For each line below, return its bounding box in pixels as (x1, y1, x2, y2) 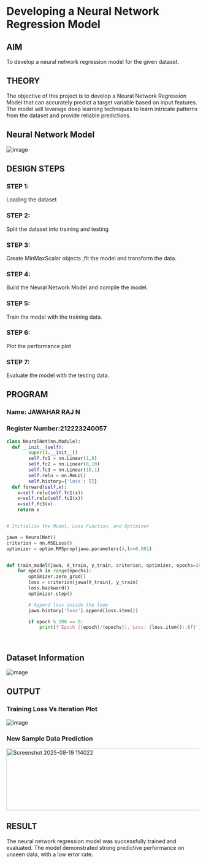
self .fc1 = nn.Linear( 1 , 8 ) (28, 456, 97, 462)
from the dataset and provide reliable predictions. (6, 112, 131, 119)
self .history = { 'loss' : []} (28, 478, 97, 485)
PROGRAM (6, 389, 48, 400)
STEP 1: (6, 182, 29, 190)
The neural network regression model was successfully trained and (6, 837, 177, 845)
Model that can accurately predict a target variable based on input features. (6, 98, 197, 106)
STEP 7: (6, 357, 30, 366)
